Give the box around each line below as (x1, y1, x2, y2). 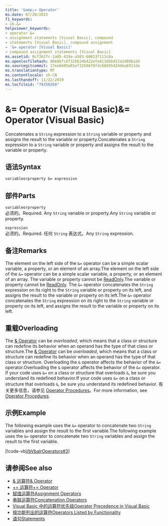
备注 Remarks (5, 246, 47, 255)
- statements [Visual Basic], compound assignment (5, 40, 113, 45)
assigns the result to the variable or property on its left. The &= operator (5, 292, 151, 298)
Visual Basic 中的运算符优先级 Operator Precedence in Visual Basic (12, 503, 150, 509)
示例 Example (5, 409, 46, 417)
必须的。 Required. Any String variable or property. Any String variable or (5, 210, 156, 216)
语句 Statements (12, 515, 45, 522)
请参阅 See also (5, 464, 53, 472)
